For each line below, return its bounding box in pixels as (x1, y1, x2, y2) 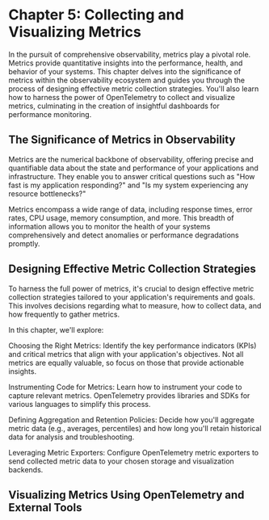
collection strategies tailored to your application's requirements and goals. (8, 292, 256, 302)
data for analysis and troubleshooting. (8, 432, 135, 442)
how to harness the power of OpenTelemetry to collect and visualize (8, 92, 236, 102)
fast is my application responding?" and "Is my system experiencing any (8, 180, 249, 190)
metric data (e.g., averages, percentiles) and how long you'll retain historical (8, 423, 262, 433)
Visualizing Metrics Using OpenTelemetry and (8, 488, 245, 501)
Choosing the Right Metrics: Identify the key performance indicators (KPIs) (8, 341, 257, 350)
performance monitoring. (8, 109, 92, 119)
